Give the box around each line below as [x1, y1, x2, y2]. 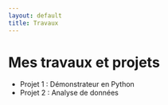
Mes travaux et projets [8, 53, 161, 72]
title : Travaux [8, 19, 59, 27]
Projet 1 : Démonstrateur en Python [19, 80, 135, 89]
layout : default [8, 11, 62, 20]
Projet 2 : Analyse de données [19, 88, 119, 98]
